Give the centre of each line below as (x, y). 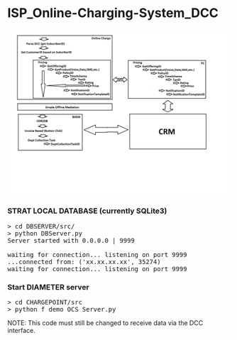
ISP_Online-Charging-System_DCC (113, 13)
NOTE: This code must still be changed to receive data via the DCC (105, 323)
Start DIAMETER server (49, 287)
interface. (21, 331)
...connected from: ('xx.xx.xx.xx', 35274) (84, 262)
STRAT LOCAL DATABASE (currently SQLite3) (87, 211)
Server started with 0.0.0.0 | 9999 (71, 240)
